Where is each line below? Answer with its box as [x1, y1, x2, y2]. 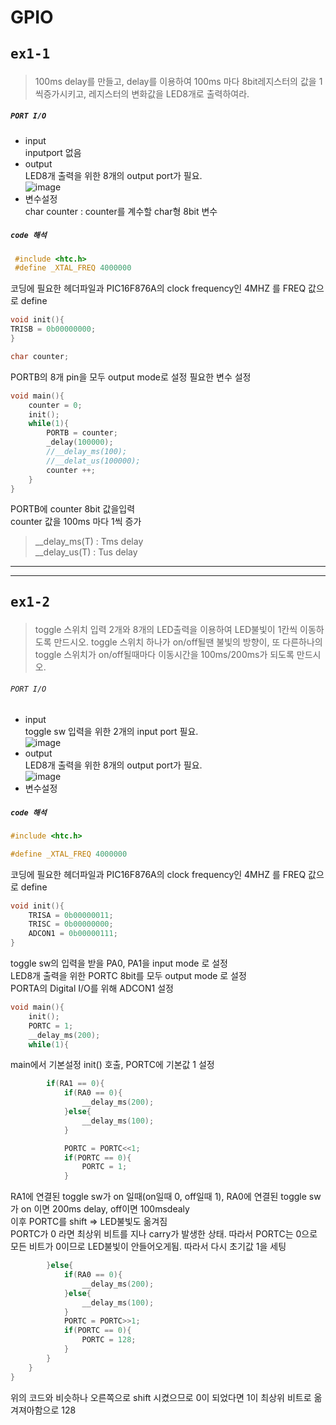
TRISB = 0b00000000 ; [10, 324, 97, 335]
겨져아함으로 [10, 1404, 60, 1416]
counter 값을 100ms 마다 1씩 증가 [10, 516, 142, 528]
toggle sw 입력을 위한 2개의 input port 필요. [24, 725, 199, 737]
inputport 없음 [24, 146, 82, 158]
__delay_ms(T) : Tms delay [34, 536, 144, 548]
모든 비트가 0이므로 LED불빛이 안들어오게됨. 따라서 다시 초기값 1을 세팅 [10, 1241, 287, 1253]
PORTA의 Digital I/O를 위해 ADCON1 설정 [10, 982, 174, 995]
